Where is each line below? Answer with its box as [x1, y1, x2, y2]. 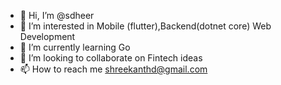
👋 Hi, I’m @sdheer [19, 10, 95, 21]
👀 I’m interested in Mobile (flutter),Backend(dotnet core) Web [19, 20, 272, 32]
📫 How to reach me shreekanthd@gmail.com [19, 63, 208, 75]
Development [19, 31, 76, 42]
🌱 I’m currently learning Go [19, 41, 131, 53]
